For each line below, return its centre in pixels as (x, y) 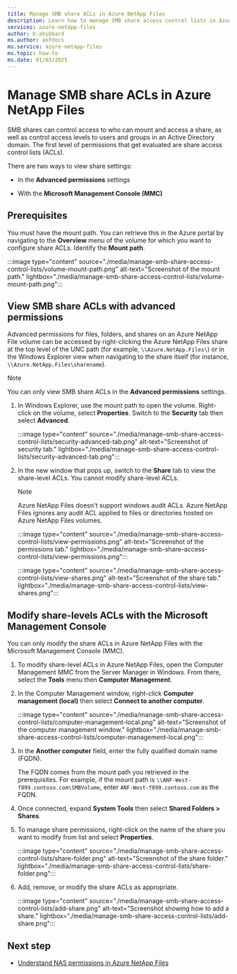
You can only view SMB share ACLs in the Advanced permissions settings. (117, 392)
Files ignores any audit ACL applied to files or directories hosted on (115, 513)
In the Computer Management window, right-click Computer (105, 694)
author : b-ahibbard (36, 34)
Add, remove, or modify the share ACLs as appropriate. (98, 887)
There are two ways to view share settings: (70, 166)
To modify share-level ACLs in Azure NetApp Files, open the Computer (120, 665)
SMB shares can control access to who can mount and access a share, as (115, 130)
